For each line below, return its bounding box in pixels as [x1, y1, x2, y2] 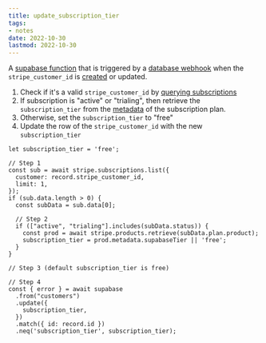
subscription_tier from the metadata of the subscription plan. [19, 105, 226, 114]
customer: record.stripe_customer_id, [15, 173, 145, 181]
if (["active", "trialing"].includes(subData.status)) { [15, 222, 209, 230]
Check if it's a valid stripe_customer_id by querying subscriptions [19, 87, 237, 97]
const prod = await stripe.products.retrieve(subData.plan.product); [22, 229, 260, 237]
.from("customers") [15, 293, 81, 301]
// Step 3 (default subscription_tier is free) [8, 265, 170, 273]
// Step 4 [8, 278, 42, 286]
